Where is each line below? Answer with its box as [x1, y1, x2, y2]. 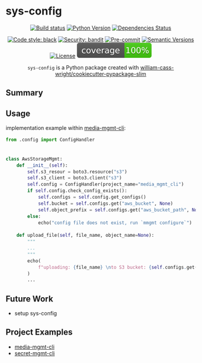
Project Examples [5, 327, 73, 338]
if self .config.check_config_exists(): [27, 188, 128, 194]
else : [27, 213, 42, 219]
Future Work [5, 294, 54, 304]
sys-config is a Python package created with [27, 63, 139, 71]
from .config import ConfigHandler [5, 137, 95, 143]
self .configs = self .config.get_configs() [37, 194, 147, 201]
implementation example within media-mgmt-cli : [5, 124, 126, 132]
